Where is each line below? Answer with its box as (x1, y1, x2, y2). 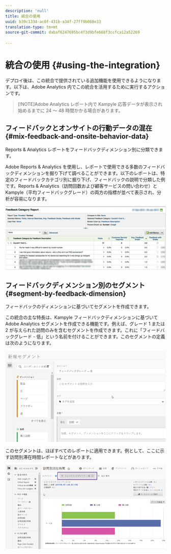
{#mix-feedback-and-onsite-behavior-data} (5, 132, 149, 141)
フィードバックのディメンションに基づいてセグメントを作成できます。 (5, 303, 152, 309)
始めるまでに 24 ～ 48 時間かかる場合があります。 (17, 107, 123, 114)
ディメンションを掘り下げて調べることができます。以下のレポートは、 (14, 170, 161, 176)
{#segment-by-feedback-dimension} (5, 289, 126, 298)
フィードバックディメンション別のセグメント (5, 281, 146, 290)
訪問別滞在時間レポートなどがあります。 (9, 454, 94, 460)
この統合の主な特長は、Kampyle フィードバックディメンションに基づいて (5, 315, 158, 321)
